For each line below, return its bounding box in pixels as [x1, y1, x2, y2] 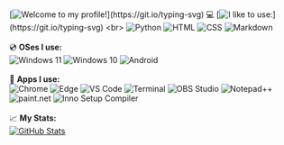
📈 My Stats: [9, 113, 57, 123]
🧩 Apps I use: [9, 74, 60, 85]
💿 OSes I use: [9, 41, 63, 52]
